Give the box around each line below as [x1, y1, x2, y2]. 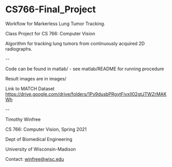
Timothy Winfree [5, 116, 41, 122]
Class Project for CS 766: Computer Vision [5, 30, 95, 36]
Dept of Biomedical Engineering [5, 136, 73, 142]
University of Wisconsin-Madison [5, 146, 76, 152]
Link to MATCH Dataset [5, 86, 55, 92]
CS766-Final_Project [5, 4, 96, 15]
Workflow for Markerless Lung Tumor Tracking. [5, 20, 105, 27]
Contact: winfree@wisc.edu [5, 156, 64, 162]
